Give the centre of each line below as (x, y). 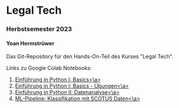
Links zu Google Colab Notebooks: (49, 68)
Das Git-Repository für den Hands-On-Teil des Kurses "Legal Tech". (90, 57)
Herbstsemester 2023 (39, 29)
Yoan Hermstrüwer (31, 43)
